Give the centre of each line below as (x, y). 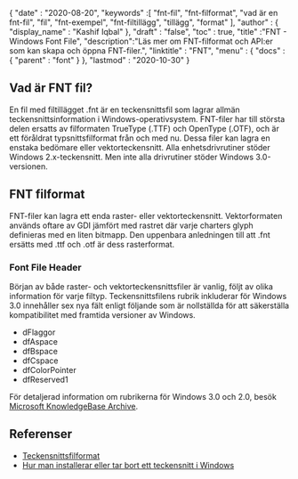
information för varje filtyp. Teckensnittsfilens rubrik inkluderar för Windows (148, 296)
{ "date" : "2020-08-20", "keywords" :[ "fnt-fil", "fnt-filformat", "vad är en (144, 13)
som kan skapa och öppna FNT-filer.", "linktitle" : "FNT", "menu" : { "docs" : (147, 51)
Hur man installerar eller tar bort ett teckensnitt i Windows (128, 465)
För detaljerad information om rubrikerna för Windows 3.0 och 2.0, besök (143, 396)
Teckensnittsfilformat (61, 455)
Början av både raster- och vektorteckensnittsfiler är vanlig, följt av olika (141, 286)
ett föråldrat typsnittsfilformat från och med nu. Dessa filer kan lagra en (140, 138)
